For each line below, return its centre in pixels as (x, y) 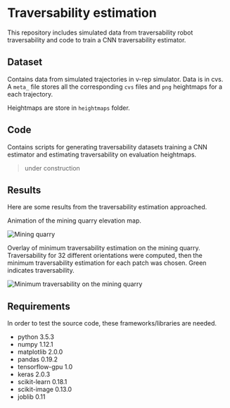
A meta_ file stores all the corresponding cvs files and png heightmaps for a (115, 87)
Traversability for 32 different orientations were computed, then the (105, 256)
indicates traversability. (41, 271)
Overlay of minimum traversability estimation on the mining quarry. (104, 248)
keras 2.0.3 (34, 374)
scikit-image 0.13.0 (45, 390)
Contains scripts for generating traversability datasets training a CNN (107, 147)
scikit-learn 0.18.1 (42, 382)
